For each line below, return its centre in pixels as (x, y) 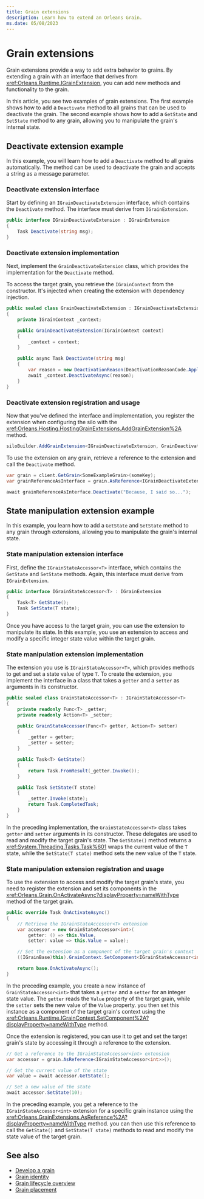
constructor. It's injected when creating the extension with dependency (95, 291)
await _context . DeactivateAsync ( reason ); (81, 375)
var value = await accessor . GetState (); (58, 1076)
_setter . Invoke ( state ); (58, 799)
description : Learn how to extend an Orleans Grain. (74, 18)
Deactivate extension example (65, 146)
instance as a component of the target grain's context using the (86, 1011)
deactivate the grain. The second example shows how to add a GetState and (102, 114)
